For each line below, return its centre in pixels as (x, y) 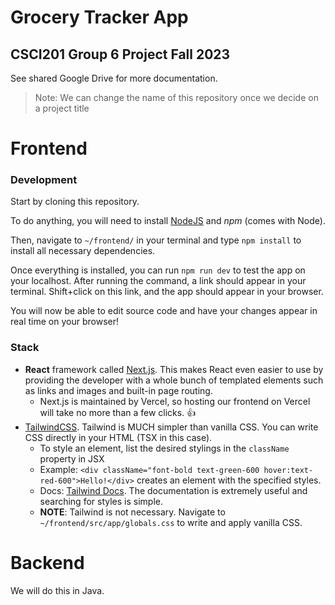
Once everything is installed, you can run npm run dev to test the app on (158, 270)
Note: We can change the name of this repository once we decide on (176, 97)
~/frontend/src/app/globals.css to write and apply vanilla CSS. (171, 522)
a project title (62, 108)
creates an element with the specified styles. (229, 480)
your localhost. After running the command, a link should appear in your (158, 281)
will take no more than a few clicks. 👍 (118, 412)
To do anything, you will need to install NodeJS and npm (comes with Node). (168, 221)
